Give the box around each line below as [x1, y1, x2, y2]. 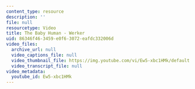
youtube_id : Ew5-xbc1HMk [11, 74, 72, 80]
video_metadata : [6, 69, 46, 74]
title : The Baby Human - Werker [6, 30, 85, 36]
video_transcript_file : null [11, 63, 83, 69]
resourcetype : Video [6, 25, 57, 31]
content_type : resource [6, 8, 64, 15]
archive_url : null [11, 47, 57, 53]
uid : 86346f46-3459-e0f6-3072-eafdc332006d [6, 36, 114, 42]
